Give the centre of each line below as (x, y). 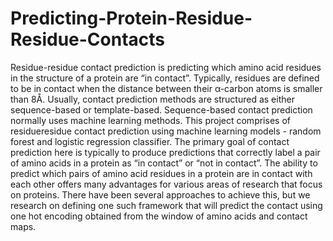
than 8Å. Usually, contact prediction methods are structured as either (152, 99)
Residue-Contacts (88, 39)
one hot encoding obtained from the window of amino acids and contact (159, 216)
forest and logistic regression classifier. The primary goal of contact (150, 141)
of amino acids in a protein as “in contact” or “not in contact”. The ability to (164, 163)
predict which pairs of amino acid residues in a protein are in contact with (161, 173)
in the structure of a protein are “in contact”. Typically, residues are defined (165, 78)
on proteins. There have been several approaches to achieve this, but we (160, 194)
